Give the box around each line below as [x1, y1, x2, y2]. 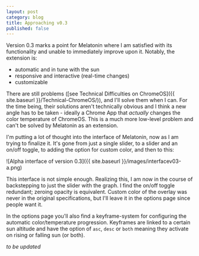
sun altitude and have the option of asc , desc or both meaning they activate [6, 225, 189, 233]
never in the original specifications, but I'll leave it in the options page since [6, 195, 191, 202]
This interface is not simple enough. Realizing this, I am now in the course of [6, 175, 193, 183]
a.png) [6, 164, 23, 171]
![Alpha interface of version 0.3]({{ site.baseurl [6, 158, 121, 165]
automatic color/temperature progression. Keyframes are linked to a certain [6, 219, 191, 226]
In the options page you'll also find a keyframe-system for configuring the [6, 212, 187, 220]
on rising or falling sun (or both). [6, 232, 85, 239]
